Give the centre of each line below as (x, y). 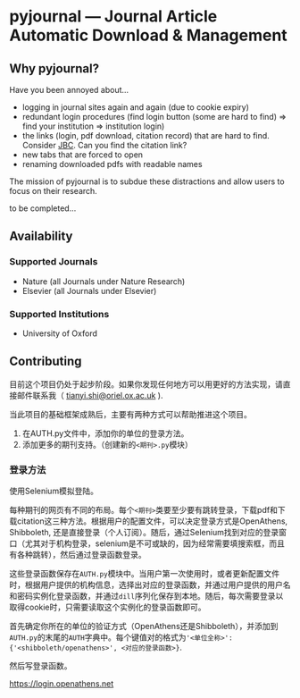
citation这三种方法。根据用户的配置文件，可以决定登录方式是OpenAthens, (152, 521)
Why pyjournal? (54, 68)
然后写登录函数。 (41, 666)
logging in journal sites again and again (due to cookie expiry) (136, 107)
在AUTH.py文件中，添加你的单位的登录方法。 (105, 433)
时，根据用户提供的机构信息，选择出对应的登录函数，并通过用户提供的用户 (146, 585)
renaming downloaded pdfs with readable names (112, 164)
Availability (41, 236)
